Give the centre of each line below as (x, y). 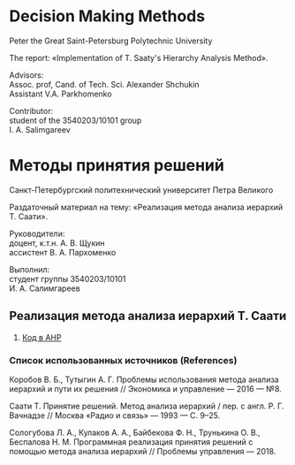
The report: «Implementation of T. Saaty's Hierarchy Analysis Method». (139, 57)
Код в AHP (42, 337)
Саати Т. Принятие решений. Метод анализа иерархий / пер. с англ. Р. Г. (147, 406)
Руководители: (37, 233)
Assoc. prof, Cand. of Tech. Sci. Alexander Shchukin (105, 84)
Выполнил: (30, 269)
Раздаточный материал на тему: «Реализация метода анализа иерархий (146, 207)
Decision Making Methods (107, 16)
